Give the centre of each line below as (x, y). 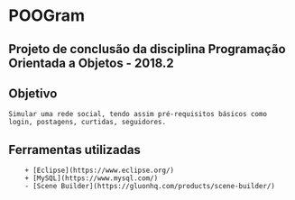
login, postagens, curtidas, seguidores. (88, 123)
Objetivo (33, 93)
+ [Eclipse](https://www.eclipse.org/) (100, 171)
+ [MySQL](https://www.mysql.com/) (92, 178)
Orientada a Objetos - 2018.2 (92, 63)
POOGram (47, 16)
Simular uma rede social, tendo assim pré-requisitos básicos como (138, 114)
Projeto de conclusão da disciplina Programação (147, 49)
